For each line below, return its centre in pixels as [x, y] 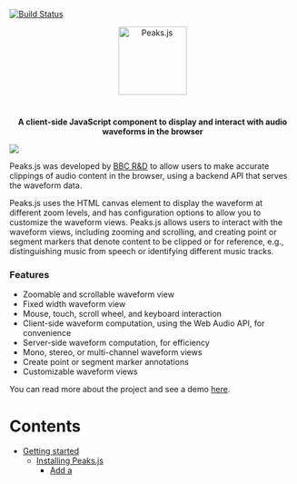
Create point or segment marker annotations [105, 362]
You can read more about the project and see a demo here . [120, 390]
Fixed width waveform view [74, 304]
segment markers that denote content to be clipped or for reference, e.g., [147, 242]
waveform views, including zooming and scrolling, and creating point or [143, 232]
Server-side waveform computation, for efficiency [116, 343]
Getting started [51, 451]
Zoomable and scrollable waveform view [99, 294]
